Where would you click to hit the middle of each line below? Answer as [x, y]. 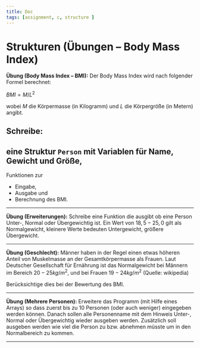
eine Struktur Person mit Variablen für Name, [90, 152]
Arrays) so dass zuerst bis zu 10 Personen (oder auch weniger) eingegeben [99, 307]
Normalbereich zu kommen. [40, 333]
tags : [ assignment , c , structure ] [50, 17]
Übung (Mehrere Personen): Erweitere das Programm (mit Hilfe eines [92, 301]
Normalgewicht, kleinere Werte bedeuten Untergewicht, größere [85, 229]
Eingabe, [26, 187]
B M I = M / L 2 [21, 94]
